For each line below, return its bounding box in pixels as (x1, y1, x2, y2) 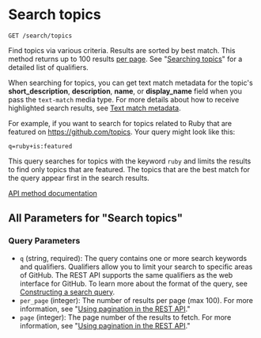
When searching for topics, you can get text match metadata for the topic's (8, 78, 253, 87)
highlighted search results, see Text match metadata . (8, 103, 181, 113)
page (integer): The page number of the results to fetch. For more (19, 312, 232, 322)
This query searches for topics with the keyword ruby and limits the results (8, 156, 252, 166)
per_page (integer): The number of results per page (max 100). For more (19, 295, 254, 305)
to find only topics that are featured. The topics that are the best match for (8, 164, 251, 174)
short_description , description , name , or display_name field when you (8, 86, 243, 96)
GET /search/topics (8, 32, 73, 40)
